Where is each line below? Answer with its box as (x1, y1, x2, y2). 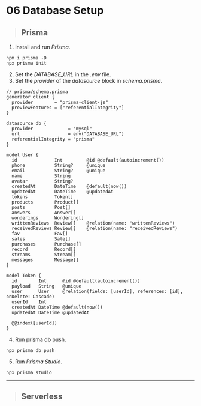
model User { (6, 152, 39, 158)
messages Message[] (11, 257, 79, 263)
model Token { (6, 273, 42, 279)
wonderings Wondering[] (11, 215, 84, 221)
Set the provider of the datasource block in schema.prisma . (14, 77, 163, 84)
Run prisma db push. (14, 336, 66, 343)
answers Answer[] (11, 210, 77, 216)
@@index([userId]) (11, 320, 58, 326)
